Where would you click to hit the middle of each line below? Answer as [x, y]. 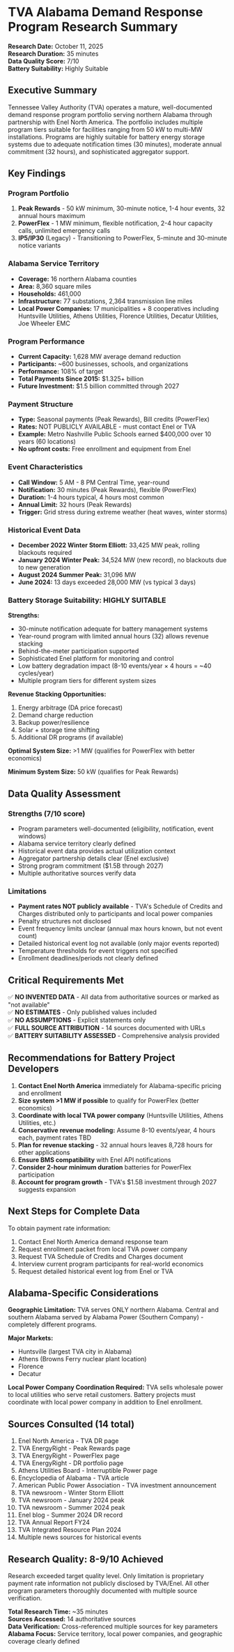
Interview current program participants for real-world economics [111, 1264]
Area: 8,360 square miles [54, 286]
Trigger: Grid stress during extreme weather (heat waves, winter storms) [123, 512]
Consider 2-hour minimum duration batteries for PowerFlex [105, 1167]
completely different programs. [52, 1324]
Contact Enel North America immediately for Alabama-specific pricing [119, 1085]
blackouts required [45, 552]
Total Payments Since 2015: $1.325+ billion [81, 379]
